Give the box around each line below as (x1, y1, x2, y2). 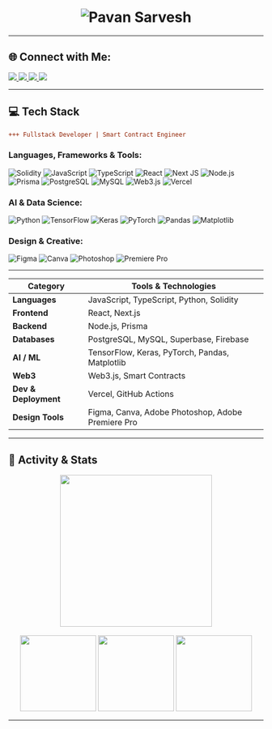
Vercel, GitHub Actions (87, 389, 174, 400)
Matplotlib (87, 357, 126, 369)
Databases (12, 334, 55, 345)
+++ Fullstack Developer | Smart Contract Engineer (8, 130, 186, 139)
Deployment (12, 394, 61, 405)
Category (28, 280, 65, 292)
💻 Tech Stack (8, 105, 80, 119)
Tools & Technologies (131, 280, 217, 292)
